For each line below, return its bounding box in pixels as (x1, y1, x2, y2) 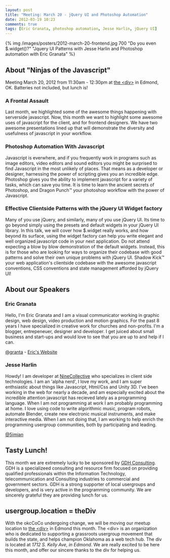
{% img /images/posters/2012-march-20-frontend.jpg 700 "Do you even (5, 40, 156, 46)
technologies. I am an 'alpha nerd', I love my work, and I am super (5, 378, 142, 384)
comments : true (5, 21, 37, 27)
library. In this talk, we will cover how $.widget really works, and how (5, 227, 149, 234)
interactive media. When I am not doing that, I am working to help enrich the (5, 416, 163, 422)
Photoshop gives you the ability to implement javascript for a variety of (5, 176, 153, 182)
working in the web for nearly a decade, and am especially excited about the (5, 389, 165, 395)
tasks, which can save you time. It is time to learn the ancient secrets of (5, 181, 154, 188)
